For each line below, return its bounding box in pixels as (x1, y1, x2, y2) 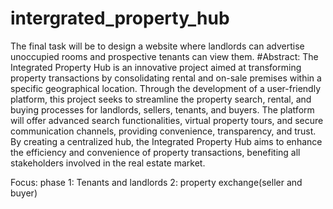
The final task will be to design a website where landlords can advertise (10, 40, 305, 52)
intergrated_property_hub (10, 7, 230, 30)
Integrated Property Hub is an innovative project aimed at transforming (10, 61, 302, 73)
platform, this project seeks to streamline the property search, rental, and (10, 93, 312, 105)
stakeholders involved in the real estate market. (10, 157, 206, 169)
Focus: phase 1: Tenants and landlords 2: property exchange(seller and (10, 176, 303, 188)
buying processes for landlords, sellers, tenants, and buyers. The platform (10, 103, 315, 116)
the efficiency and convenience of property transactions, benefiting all (10, 146, 301, 158)
